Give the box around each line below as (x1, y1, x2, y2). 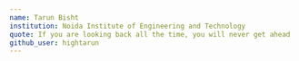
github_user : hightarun (9, 38, 100, 48)
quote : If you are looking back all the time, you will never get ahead (9, 30, 291, 39)
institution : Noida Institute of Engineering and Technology (9, 22, 246, 30)
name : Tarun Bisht (9, 13, 79, 22)
